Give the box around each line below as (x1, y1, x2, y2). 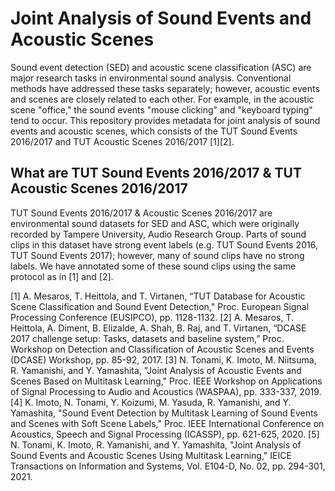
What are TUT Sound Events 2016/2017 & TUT (10, 165, 302, 182)
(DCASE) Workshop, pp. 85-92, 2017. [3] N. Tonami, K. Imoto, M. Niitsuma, (10, 353, 317, 366)
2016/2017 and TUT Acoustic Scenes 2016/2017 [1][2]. (10, 135, 235, 147)
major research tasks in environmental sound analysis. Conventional (10, 72, 292, 84)
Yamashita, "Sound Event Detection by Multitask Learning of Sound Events (10, 407, 318, 419)
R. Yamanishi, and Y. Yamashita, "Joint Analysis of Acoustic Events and (10, 364, 302, 376)
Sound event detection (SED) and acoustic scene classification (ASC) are (10, 61, 312, 73)
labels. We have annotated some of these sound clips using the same (10, 260, 297, 272)
